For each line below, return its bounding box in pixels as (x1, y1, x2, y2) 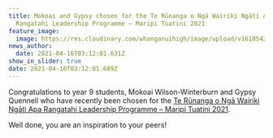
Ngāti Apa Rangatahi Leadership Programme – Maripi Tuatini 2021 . (8, 104, 231, 114)
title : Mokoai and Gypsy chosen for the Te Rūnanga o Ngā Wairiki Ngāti (8, 11, 260, 20)
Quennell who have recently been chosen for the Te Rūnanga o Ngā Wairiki (8, 95, 260, 106)
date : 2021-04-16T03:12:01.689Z (8, 65, 118, 73)
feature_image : (8, 27, 60, 35)
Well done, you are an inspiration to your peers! (8, 119, 167, 130)
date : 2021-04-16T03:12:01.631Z (15, 50, 126, 58)
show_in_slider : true (8, 58, 82, 66)
